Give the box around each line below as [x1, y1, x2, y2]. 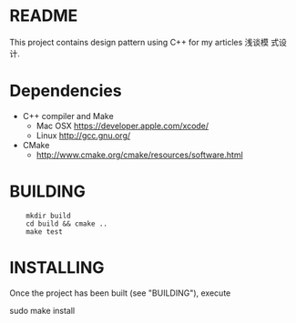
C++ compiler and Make [22, 110, 114, 121]
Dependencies [9, 81, 122, 101]
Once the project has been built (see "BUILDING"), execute [9, 288, 231, 298]
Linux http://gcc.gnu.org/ [36, 129, 131, 141]
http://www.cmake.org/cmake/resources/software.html [36, 149, 243, 160]
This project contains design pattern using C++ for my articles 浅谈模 [9, 36, 270, 47]
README [9, 5, 78, 26]
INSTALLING [9, 257, 105, 278]
